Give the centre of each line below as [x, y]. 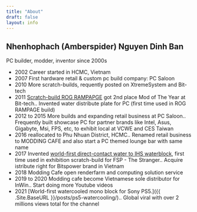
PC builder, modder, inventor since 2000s [57, 61]
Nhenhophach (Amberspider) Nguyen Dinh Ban [95, 46]
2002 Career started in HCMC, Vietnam [63, 72]
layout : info [22, 22]
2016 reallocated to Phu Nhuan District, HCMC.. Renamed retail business [103, 135]
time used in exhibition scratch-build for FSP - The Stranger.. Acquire [99, 160]
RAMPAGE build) [35, 110]
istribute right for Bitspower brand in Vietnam [69, 167]
